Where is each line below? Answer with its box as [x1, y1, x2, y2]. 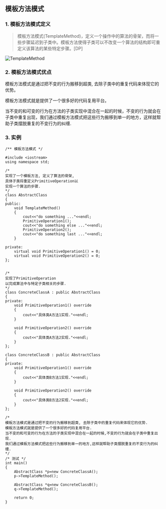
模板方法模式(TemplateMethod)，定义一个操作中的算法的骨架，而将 [17, 33, 155, 39]
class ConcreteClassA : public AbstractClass [5, 290, 100, 295]
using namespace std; [5, 160, 50, 165]
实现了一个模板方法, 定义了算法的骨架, [5, 173, 75, 178]
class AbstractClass [5, 193, 48, 198]
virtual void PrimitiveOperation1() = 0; [14, 249, 100, 254]
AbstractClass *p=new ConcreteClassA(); [14, 469, 98, 474]
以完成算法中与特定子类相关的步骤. [5, 282, 67, 286]
